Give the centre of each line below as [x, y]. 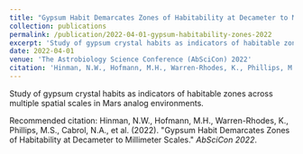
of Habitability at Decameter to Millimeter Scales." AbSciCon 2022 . [133, 140]
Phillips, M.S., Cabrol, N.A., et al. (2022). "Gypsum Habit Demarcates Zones [150, 130]
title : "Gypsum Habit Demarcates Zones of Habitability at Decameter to [149, 18]
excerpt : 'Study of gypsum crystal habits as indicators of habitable [145, 43]
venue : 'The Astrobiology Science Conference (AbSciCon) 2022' [131, 59]
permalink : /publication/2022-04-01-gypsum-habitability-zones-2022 [141, 34]
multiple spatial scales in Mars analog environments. [107, 103]
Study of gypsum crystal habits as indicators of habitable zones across [141, 93]
